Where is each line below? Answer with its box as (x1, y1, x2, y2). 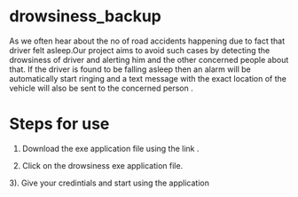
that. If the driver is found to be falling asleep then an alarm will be (9, 64, 251, 75)
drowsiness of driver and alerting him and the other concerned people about (9, 54, 289, 65)
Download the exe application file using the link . (21, 143, 200, 154)
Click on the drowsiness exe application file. (21, 160, 184, 170)
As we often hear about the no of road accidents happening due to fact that (9, 35, 286, 46)
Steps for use (9, 114, 110, 134)
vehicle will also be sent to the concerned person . (9, 83, 193, 93)
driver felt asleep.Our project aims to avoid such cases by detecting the (9, 44, 271, 55)
